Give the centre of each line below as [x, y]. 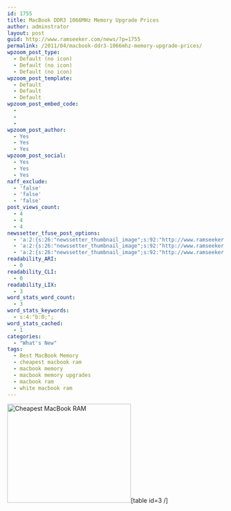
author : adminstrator [38, 26]
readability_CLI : [32, 271]
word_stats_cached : [35, 324]
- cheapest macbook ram [47, 362]
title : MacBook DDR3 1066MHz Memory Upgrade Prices [83, 20]
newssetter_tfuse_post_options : [54, 233]
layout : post [26, 33]
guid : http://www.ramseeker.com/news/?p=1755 [74, 40]
